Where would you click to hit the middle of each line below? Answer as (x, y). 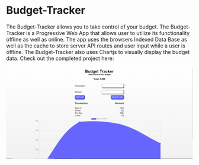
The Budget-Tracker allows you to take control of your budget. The (88, 27)
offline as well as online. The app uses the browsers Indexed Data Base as (97, 39)
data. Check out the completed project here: (60, 58)
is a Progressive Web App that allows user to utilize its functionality (108, 33)
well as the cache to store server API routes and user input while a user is (96, 46)
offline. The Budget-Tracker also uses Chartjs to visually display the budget (98, 52)
